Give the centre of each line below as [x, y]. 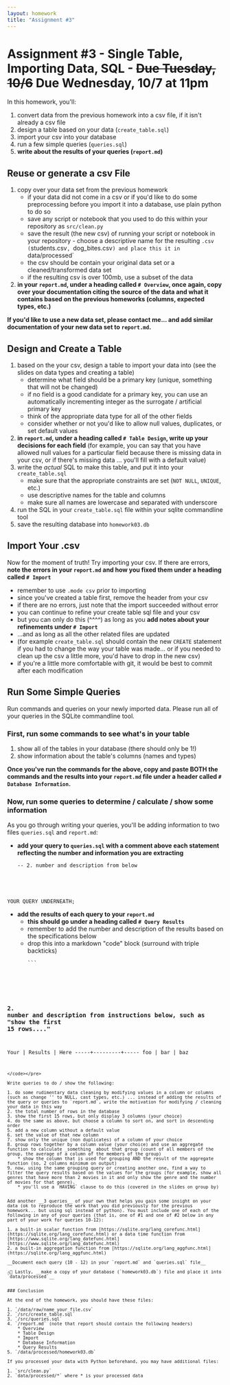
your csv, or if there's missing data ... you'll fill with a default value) [112, 460]
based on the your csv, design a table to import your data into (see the [116, 365]
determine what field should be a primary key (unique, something [120, 380]
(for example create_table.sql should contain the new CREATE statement [119, 641]
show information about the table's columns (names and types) [107, 756]
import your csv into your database [67, 137]
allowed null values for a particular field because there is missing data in [119, 453]
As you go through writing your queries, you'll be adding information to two [113, 825]
